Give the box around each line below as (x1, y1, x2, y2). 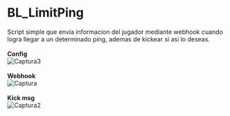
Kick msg (7, 93, 35, 101)
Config (7, 50, 28, 58)
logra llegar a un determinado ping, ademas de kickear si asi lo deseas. (7, 35, 210, 43)
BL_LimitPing (7, 5, 85, 21)
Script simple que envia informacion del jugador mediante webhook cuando (7, 28, 224, 36)
